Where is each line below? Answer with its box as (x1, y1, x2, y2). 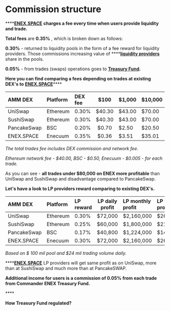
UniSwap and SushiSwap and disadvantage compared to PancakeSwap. (5, 175, 156, 182)
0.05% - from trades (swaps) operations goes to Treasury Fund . (5, 66, 141, 72)
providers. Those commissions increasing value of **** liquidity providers (5, 51, 160, 57)
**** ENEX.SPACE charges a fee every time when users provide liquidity (5, 20, 159, 26)
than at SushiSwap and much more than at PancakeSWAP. (5, 265, 127, 271)
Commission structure (5, 4, 102, 15)
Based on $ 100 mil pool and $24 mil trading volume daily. (5, 250, 127, 256)
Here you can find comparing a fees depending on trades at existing (5, 75, 151, 81)
